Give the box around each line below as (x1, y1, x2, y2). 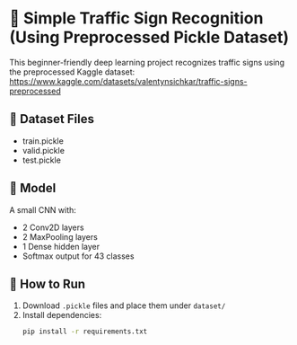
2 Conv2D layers (22, 222, 84, 233)
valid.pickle (22, 145, 66, 155)
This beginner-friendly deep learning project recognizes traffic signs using (9, 57, 285, 67)
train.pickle (22, 135, 65, 146)
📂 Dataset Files (9, 111, 95, 127)
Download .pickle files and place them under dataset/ (22, 300, 226, 311)
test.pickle (22, 155, 61, 165)
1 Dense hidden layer (22, 241, 100, 252)
